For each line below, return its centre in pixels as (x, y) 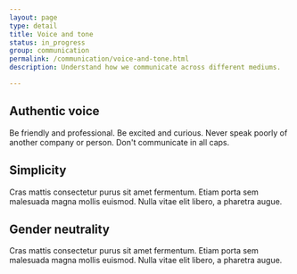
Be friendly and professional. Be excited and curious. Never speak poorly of (148, 133)
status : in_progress (48, 42)
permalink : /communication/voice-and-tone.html (99, 59)
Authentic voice (54, 111)
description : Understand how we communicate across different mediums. (145, 68)
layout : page (33, 17)
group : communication (49, 51)
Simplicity (38, 170)
